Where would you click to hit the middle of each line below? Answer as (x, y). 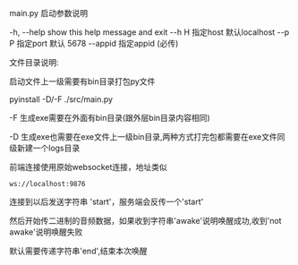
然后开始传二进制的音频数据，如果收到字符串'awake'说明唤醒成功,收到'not (145, 221)
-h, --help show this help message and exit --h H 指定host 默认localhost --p (149, 32)
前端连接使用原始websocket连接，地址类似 (88, 167)
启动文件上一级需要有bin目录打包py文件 (82, 81)
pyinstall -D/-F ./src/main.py (61, 99)
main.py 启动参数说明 (48, 13)
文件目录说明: (34, 62)
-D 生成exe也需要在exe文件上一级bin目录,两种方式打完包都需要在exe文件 (143, 137)
